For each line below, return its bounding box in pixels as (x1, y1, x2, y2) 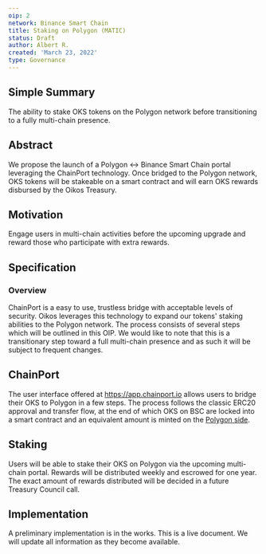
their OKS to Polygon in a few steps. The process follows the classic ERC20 (8, 398, 256, 407)
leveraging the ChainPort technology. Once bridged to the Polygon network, (8, 168, 257, 178)
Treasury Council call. (8, 484, 80, 494)
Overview (8, 285, 47, 296)
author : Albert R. (8, 41, 69, 49)
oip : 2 (8, 11, 30, 20)
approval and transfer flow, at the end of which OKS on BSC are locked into (8, 406, 255, 415)
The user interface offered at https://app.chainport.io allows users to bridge (8, 389, 256, 399)
